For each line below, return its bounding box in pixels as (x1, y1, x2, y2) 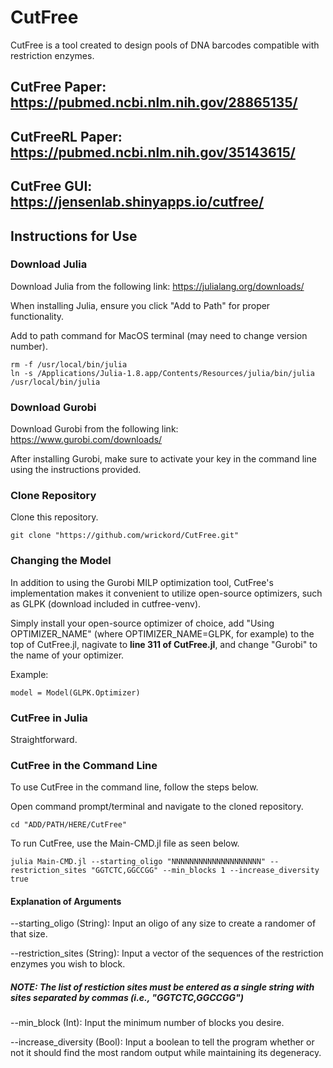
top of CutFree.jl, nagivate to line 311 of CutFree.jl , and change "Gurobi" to (10, 638, 318, 650)
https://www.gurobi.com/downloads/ (10, 434, 163, 446)
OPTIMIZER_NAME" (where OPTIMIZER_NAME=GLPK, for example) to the (10, 627, 315, 640)
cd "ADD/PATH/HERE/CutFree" (10, 820, 128, 830)
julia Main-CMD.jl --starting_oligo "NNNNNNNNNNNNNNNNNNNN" (10, 857, 267, 867)
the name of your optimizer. (10, 649, 125, 661)
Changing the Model (10, 554, 112, 568)
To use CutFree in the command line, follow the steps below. (10, 781, 259, 793)
